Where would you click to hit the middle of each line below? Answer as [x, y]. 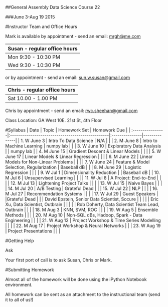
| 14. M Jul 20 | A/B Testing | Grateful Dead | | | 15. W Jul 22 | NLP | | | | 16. [82, 188]
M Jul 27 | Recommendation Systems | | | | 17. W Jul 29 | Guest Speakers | [82, 194]
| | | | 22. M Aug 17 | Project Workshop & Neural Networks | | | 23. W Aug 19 [83, 225]
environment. [19, 285]
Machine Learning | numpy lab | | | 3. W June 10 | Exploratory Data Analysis [83, 146]
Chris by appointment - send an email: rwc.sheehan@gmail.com [71, 110]
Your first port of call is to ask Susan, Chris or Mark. [59, 260]
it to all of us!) [19, 300]
